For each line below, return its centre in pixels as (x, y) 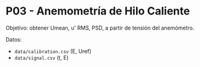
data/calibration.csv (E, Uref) (53, 51)
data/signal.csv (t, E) (41, 57)
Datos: (14, 39)
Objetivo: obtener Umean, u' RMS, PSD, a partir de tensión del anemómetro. (100, 28)
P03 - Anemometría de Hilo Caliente (98, 11)
